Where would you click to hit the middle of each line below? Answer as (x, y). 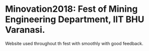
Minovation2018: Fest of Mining (72, 9)
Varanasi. (25, 30)
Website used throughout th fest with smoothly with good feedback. (74, 43)
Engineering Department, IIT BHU (75, 19)
